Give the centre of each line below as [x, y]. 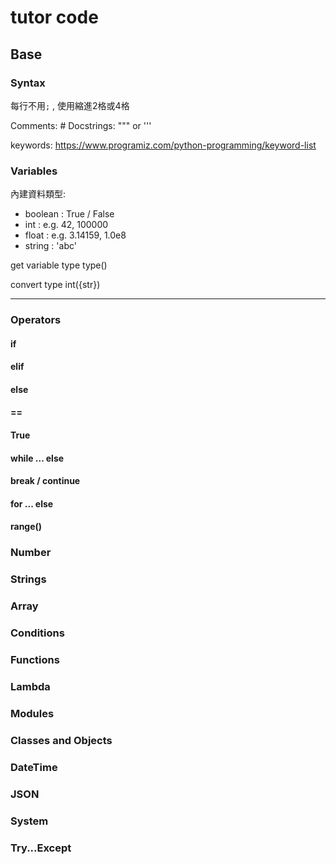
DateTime [34, 767]
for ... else [32, 503]
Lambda [30, 686]
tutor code [54, 17]
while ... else [37, 458]
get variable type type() [59, 265]
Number [31, 553]
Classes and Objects [61, 740]
